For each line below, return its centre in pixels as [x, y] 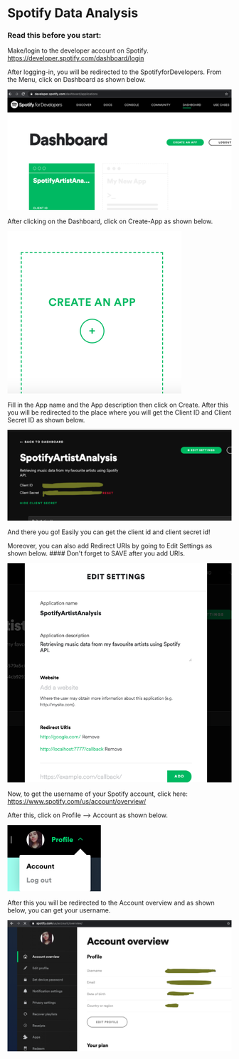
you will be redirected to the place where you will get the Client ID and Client [119, 412]
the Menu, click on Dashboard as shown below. [76, 80]
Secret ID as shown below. [46, 420]
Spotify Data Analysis [73, 13]
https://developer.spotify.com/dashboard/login [76, 58]
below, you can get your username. [59, 910]
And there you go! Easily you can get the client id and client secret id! [109, 532]
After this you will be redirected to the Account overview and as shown [111, 903]
